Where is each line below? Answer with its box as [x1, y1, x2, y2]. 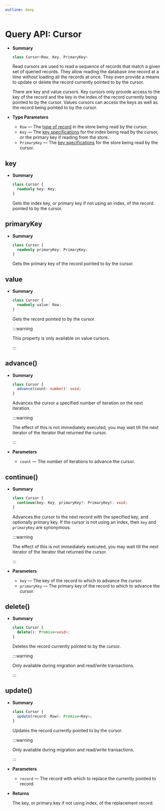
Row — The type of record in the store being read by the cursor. [19, 124, 148, 130]
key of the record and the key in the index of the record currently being [12, 94, 157, 100]
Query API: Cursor [5, 28, 82, 40]
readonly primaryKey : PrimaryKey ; [17, 247, 88, 252]
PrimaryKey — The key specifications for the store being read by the [19, 140, 158, 146]
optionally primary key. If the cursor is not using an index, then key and [12, 519, 157, 525]
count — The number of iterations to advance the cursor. [19, 459, 135, 465]
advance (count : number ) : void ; [17, 386, 82, 391]
